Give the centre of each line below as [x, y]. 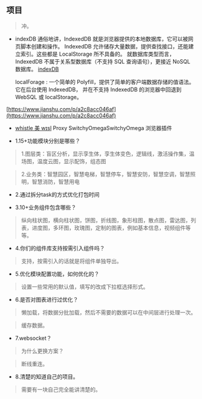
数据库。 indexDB [37, 69]
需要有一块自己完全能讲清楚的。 [61, 389]
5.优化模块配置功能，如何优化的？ [57, 274]
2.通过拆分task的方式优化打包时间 [57, 194]
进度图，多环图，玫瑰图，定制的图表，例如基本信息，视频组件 [109, 227]
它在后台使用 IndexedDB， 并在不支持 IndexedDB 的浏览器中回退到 [98, 89]
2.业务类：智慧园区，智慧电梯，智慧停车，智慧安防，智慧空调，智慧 [106, 174]
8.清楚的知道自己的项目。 [47, 377]
